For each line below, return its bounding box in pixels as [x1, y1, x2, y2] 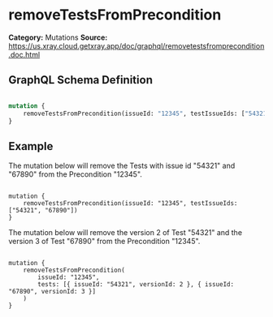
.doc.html [8, 49, 41, 59]
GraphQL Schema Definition [8, 73, 153, 87]
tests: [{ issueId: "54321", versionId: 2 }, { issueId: [37, 281, 234, 289]
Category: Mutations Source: [8, 32, 108, 42]
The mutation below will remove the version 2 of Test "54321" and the [8, 228, 242, 238]
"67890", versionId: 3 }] [8, 288, 96, 296]
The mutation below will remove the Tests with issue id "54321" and [8, 161, 236, 171]
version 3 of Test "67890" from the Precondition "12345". [8, 237, 201, 246]
